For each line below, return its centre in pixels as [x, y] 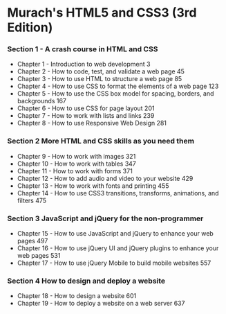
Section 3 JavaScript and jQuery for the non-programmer [105, 218]
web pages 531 [39, 256]
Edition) [30, 27]
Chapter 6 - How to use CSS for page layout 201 [86, 108]
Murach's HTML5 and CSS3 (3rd [102, 13]
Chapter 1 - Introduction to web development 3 [84, 64]
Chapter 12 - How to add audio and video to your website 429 [105, 178]
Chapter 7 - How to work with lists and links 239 [86, 116]
